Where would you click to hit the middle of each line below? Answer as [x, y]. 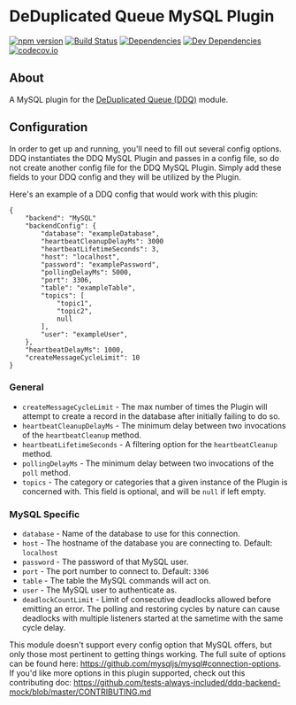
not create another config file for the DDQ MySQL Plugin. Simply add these [145, 167]
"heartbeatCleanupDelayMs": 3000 [102, 241]
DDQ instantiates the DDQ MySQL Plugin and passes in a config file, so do [144, 158]
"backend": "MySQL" [61, 218]
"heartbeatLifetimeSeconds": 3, [101, 249]
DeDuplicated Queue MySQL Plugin [142, 16]
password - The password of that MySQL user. [105, 562]
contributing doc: [41, 683]
